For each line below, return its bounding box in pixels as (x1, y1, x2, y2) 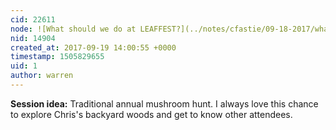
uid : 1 (10, 61, 38, 71)
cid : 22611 (10, 14, 56, 25)
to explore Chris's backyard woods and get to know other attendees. (10, 108, 293, 120)
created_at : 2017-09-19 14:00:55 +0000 (10, 42, 177, 53)
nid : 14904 (10, 33, 56, 43)
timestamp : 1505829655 (10, 52, 105, 62)
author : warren (10, 71, 74, 81)
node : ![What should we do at (10, 24, 137, 34)
